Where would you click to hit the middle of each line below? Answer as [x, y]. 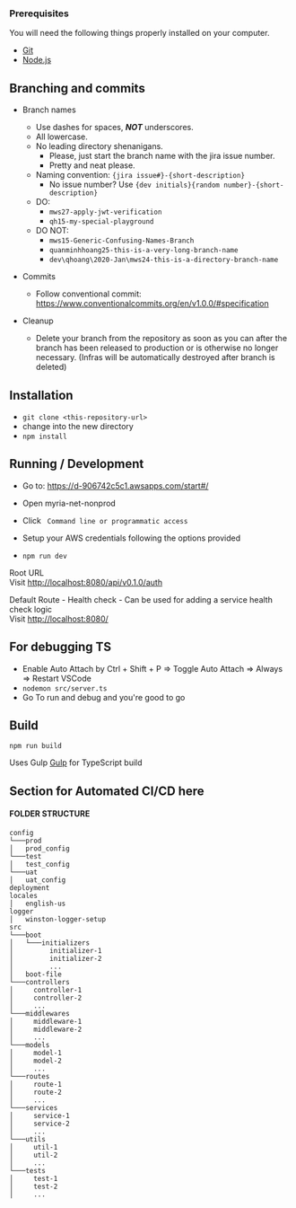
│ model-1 [36, 1053]
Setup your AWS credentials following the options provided [131, 538]
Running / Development [77, 464]
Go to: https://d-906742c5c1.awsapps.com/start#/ [115, 485]
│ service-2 [39, 1124]
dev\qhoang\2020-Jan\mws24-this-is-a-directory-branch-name [164, 260]
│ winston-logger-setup [57, 919]
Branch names [49, 110]
